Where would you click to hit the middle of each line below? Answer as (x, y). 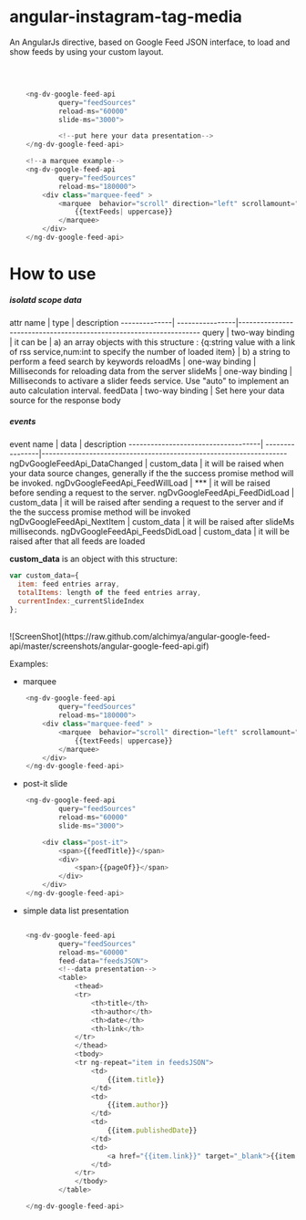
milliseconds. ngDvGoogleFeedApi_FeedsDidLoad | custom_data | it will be (149, 532)
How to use (53, 274)
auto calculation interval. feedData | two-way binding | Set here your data (147, 391)
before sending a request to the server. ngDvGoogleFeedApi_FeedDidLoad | (152, 493)
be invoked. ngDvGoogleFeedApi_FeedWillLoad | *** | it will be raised (140, 483)
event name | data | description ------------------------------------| (137, 444)
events (23, 421)
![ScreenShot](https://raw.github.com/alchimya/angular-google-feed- (140, 637)
